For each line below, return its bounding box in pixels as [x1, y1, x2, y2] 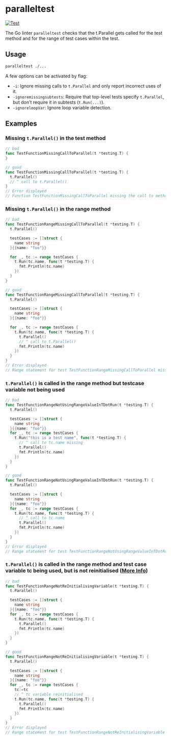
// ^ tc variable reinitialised [14, 692, 83, 697]
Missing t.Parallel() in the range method [5, 205, 111, 212]
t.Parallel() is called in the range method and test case [5, 561, 147, 568]
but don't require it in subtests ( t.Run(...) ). [12, 99, 105, 105]
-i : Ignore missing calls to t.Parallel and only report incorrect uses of [12, 83, 162, 89]
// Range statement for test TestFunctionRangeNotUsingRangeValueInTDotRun [5, 548, 169, 554]
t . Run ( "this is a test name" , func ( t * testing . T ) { [14, 435, 126, 441]
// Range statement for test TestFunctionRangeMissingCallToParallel [5, 367, 156, 373]
